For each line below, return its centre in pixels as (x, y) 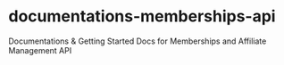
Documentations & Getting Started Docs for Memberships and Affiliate (138, 41)
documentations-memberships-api (142, 16)
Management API (40, 50)
